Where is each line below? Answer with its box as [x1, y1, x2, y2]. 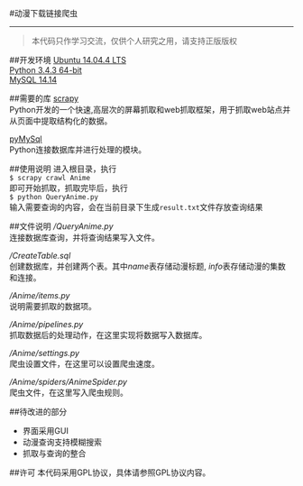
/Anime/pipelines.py [9, 319, 84, 329]
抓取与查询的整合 [22, 448, 87, 458]
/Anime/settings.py [9, 348, 79, 358]
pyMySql [9, 133, 42, 144]
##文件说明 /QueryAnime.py [9, 221, 115, 232]
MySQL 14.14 [9, 75, 57, 85]
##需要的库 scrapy [9, 93, 79, 104]
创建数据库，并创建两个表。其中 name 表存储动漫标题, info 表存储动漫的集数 [9, 261, 287, 271]
